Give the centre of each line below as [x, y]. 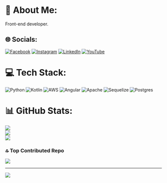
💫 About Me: [31, 10]
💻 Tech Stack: [36, 72]
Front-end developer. [27, 24]
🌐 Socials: [21, 40]
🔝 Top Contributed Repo [35, 150]
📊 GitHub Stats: [39, 111]
